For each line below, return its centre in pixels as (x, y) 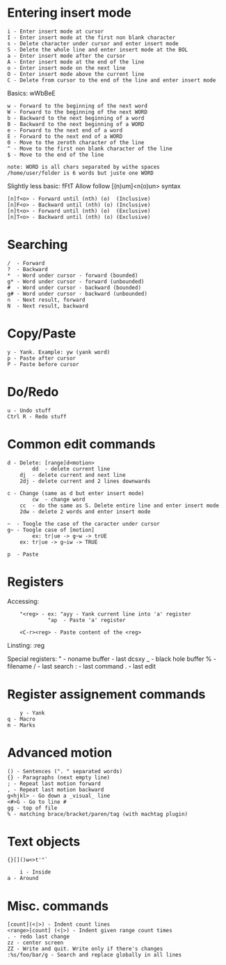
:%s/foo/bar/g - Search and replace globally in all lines (95, 955)
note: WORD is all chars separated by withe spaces (83, 167)
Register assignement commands (106, 694)
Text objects (44, 841)
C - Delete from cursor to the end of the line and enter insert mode (112, 80)
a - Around (23, 879)
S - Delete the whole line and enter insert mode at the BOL (98, 50)
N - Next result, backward (48, 306)
